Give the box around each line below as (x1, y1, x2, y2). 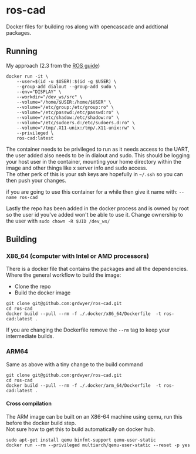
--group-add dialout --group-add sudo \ (16, 84, 117, 90)
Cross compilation (6, 400, 52, 407)
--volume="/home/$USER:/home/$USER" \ (16, 99, 111, 105)
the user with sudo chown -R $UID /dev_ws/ (6, 217, 110, 224)
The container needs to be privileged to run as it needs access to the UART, (6, 145, 190, 153)
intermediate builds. (6, 333, 55, 340)
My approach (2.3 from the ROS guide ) (6, 62, 100, 69)
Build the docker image (14, 289, 71, 296)
